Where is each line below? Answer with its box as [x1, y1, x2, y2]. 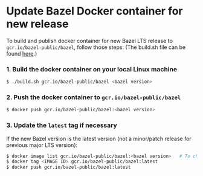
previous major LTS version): [6, 141, 78, 149]
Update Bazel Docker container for [6, 4, 183, 18]
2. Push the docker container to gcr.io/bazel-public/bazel [6, 93, 181, 102]
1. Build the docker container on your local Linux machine [6, 65, 177, 73]
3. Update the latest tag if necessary [6, 121, 118, 129]
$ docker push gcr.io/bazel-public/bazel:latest [6, 165, 131, 171]
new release [6, 17, 69, 31]
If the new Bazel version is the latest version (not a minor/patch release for [6, 135, 192, 142]
